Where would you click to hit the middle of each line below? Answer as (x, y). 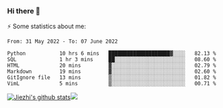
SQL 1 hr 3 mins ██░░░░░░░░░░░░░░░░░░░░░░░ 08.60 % (111, 60)
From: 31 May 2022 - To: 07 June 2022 (62, 42)
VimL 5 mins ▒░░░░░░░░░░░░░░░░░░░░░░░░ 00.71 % (111, 84)
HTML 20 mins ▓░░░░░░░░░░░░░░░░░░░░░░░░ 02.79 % (111, 66)
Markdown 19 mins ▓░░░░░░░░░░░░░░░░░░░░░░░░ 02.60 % (111, 72)
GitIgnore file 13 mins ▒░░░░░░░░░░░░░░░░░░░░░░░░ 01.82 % (111, 78)
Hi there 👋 (24, 11)
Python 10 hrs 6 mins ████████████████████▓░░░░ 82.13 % (111, 54)
